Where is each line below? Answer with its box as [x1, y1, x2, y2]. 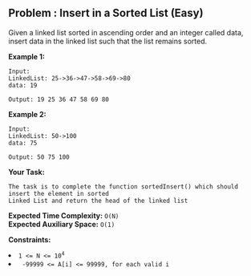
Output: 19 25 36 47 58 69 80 [8, 95, 110, 103]
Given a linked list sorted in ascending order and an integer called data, [8, 27, 244, 37]
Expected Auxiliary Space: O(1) [8, 219, 115, 229]
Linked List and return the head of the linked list [8, 197, 188, 205]
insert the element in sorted [8, 189, 110, 197]
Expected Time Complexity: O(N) [8, 210, 119, 220]
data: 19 [8, 81, 38, 89]
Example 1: [8, 51, 46, 61]
